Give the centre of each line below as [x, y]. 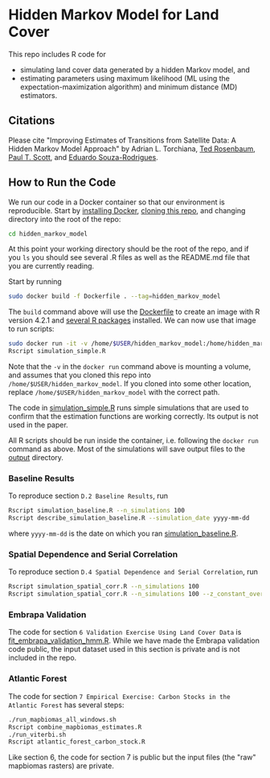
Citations [32, 121]
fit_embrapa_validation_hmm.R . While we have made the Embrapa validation [134, 640]
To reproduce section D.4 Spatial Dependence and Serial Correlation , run [133, 572]
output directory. [36, 458]
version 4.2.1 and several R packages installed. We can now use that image [132, 320]
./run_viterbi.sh [37, 735]
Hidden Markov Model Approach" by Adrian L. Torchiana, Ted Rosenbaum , [132, 148]
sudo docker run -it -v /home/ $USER [70, 344]
